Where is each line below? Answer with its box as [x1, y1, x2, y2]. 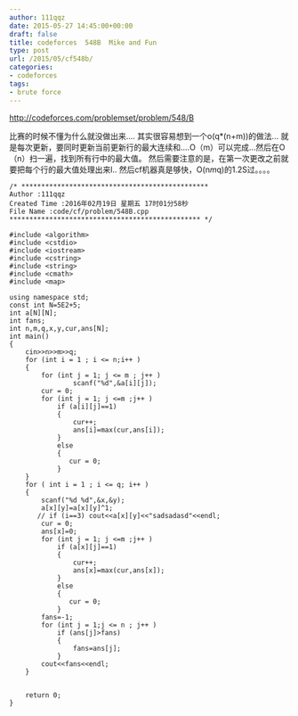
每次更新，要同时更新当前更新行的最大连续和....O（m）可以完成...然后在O [16, 142, 286, 152]
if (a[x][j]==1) [56, 542, 117, 551]
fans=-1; [41, 613, 74, 621]
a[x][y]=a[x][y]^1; [41, 503, 114, 513]
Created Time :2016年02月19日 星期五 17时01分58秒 [9, 199, 189, 208]
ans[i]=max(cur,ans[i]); [72, 425, 165, 434]
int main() [9, 332, 50, 341]
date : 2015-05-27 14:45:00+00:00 [9, 21, 133, 30]
